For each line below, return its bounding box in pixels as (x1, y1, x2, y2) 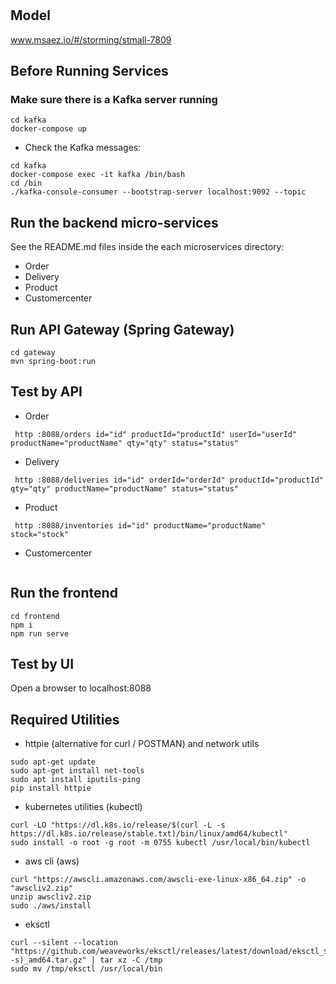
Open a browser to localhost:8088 (10, 682, 152, 694)
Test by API (10, 383, 83, 401)
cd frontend (10, 611, 60, 621)
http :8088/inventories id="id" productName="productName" (14, 520, 267, 531)
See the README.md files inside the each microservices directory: (10, 241, 285, 253)
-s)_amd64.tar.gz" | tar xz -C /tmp (10, 955, 163, 966)
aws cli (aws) (24, 855, 80, 867)
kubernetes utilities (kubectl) (24, 801, 143, 813)
